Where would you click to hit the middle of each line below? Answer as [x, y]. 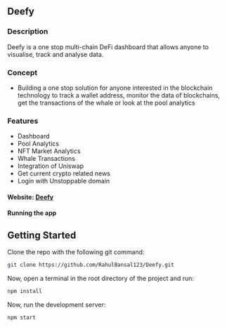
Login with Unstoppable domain [64, 181]
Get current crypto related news [64, 173]
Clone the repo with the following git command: [76, 252]
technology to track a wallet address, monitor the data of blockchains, [118, 95]
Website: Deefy [31, 197]
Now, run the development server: [57, 305]
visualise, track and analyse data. [56, 54]
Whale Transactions [46, 159]
